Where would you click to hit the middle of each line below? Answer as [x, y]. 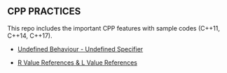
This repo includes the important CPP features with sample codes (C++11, [114, 28]
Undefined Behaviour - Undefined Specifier [80, 49]
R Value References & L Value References [77, 63]
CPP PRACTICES [44, 11]
